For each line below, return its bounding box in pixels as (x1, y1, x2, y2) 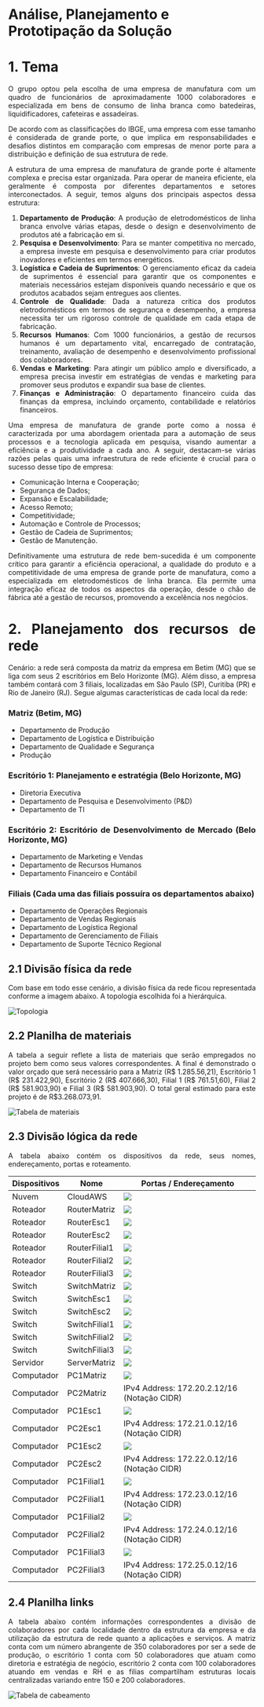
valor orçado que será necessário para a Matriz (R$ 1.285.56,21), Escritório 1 (8, 1067, 256, 1076)
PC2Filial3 (67, 1564, 105, 1575)
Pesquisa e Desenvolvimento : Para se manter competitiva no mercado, (19, 238, 256, 248)
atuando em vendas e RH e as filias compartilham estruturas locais (8, 1667, 256, 1676)
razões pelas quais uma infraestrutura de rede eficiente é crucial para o (8, 454, 256, 463)
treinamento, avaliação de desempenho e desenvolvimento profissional (19, 347, 256, 357)
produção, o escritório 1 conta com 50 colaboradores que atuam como (8, 1650, 256, 1659)
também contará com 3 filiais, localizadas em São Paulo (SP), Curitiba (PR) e (8, 680, 256, 689)
